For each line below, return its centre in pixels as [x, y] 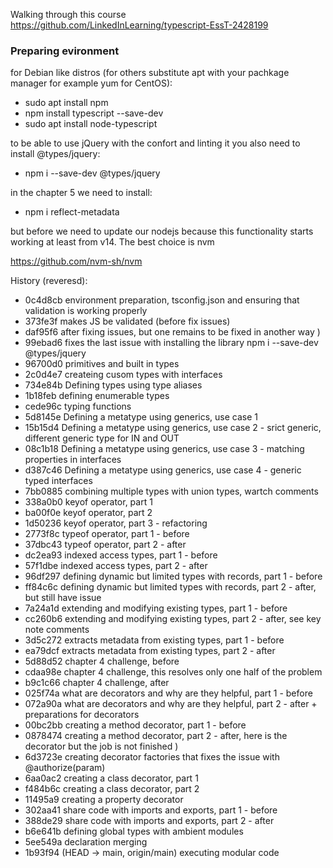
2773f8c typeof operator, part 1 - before [107, 534]
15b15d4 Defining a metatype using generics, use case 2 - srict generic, [173, 428]
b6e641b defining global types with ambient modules [134, 831]
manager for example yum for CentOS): [91, 83]
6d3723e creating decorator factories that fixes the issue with [152, 757]
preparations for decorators [82, 715]
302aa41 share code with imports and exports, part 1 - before [151, 810]
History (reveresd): [49, 281]
